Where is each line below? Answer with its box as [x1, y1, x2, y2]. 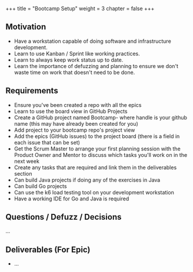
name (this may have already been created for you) [14, 120, 139, 127]
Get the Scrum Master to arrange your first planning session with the [14, 145, 181, 152]
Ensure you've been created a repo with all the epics [14, 101, 142, 108]
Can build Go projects [14, 182, 67, 190]
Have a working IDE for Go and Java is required [14, 195, 129, 202]
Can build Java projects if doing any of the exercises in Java [14, 176, 161, 183]
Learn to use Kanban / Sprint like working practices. [14, 50, 141, 57]
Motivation [5, 22, 46, 32]
